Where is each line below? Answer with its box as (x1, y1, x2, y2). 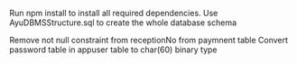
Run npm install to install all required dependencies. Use (9, 8, 218, 18)
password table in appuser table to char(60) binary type (9, 44, 218, 55)
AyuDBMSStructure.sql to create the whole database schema (9, 17, 237, 28)
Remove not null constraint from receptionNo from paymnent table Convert (9, 35, 289, 45)
